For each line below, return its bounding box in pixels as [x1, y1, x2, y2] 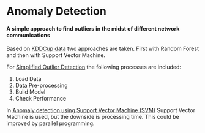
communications [6, 31, 51, 39]
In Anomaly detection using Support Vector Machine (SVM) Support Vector [6, 107, 196, 114]
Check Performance [15, 95, 66, 102]
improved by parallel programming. [6, 120, 95, 127]
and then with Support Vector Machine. [6, 51, 106, 59]
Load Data [15, 75, 42, 83]
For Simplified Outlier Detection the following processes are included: [6, 63, 182, 71]
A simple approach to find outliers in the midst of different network [6, 25, 180, 32]
